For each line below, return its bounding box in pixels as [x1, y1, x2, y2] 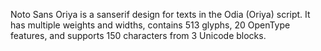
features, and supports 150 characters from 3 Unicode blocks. [10, 30, 267, 41]
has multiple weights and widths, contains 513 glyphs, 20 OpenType [10, 19, 291, 31]
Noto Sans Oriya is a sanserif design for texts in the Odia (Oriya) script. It [10, 9, 311, 20]
